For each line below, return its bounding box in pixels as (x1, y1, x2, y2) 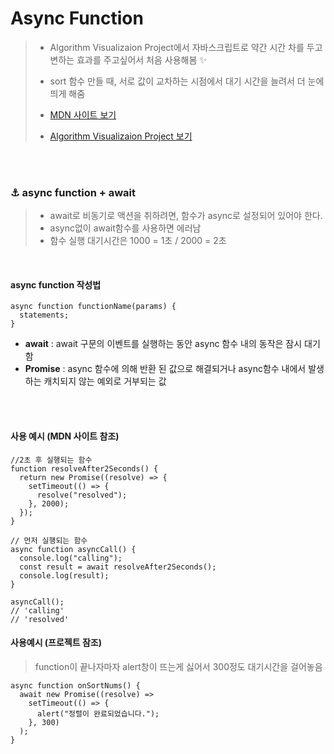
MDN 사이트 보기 (49, 108, 117, 121)
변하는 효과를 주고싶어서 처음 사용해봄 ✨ (49, 53, 207, 66)
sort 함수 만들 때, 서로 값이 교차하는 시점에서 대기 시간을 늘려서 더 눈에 (49, 75, 325, 87)
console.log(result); (19, 570, 110, 581)
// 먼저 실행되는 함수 (10, 535, 88, 546)
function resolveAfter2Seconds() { (10, 463, 159, 474)
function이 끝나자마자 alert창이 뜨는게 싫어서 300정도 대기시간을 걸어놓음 (34, 660, 323, 672)
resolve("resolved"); (36, 490, 128, 500)
